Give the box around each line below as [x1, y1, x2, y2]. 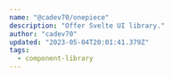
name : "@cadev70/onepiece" [9, 12, 110, 22]
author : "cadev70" [9, 29, 78, 38]
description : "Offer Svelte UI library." [9, 21, 166, 30]
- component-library [17, 54, 94, 63]
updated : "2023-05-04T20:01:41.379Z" [9, 37, 150, 47]
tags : [9, 46, 29, 55]
